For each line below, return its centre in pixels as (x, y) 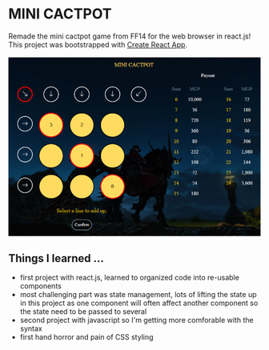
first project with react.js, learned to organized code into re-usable (130, 278)
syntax (31, 328)
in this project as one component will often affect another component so (139, 303)
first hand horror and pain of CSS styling (86, 337)
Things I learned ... (56, 258)
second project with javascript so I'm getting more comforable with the (137, 320)
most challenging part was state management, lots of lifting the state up (138, 295)
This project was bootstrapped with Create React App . (98, 44)
